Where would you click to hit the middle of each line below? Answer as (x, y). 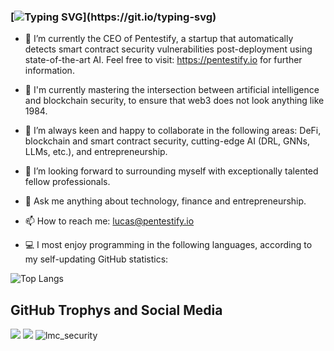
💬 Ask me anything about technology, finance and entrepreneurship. (165, 201)
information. (49, 71)
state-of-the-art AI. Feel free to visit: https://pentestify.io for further (163, 60)
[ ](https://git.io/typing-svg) (113, 17)
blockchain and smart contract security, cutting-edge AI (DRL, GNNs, (167, 141)
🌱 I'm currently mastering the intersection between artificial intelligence (172, 90)
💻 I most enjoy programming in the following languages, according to (168, 245)
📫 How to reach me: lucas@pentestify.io (109, 221)
